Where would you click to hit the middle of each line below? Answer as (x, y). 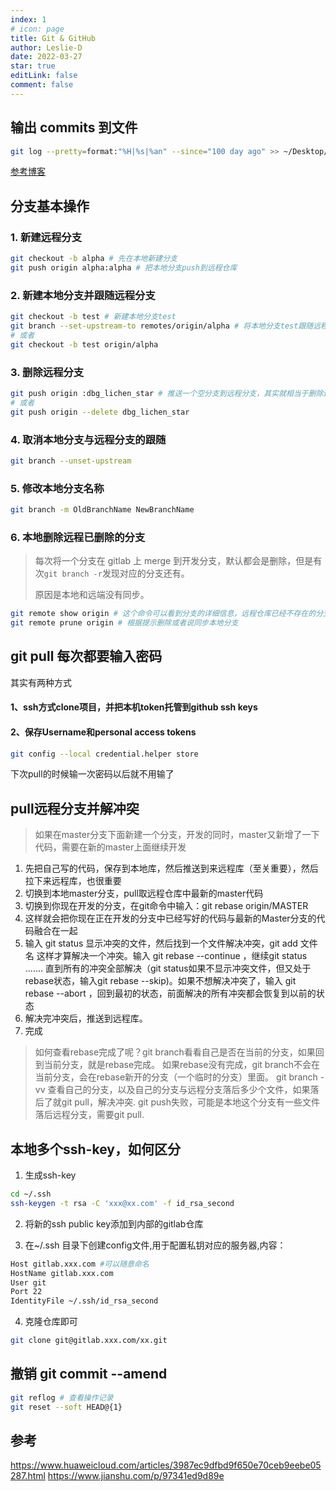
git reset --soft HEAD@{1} (66, 1407)
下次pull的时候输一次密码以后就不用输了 (92, 774)
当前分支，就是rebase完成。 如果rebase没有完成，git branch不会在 (182, 1065)
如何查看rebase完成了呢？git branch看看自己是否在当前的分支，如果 (175, 1052)
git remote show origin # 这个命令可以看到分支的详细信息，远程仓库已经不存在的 (163, 614)
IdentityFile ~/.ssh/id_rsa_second (84, 1301)
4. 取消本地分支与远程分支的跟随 (88, 439)
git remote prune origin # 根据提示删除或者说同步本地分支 (124, 623)
